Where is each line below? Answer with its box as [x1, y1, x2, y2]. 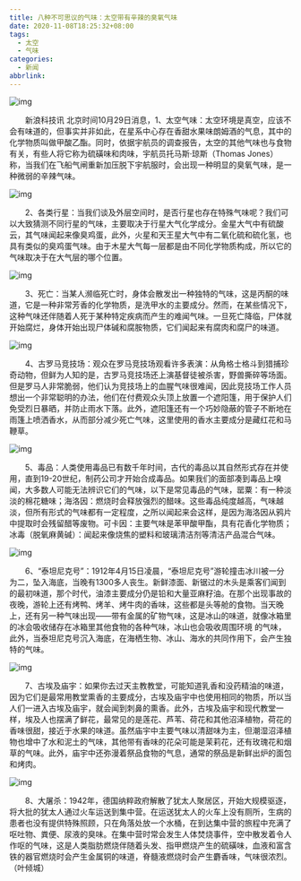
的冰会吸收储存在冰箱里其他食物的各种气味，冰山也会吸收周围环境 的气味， [9, 621, 287, 632]
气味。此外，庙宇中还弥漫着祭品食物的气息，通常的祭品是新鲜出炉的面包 [24, 747, 292, 758]
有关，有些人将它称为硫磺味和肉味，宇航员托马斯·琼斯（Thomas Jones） [9, 148, 279, 159]
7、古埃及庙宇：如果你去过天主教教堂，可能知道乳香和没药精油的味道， [24, 680, 288, 691]
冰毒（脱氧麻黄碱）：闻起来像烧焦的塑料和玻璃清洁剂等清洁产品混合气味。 [9, 529, 280, 540]
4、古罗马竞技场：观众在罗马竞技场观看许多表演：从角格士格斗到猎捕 [24, 358, 282, 368]
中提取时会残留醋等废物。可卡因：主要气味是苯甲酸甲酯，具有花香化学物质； [9, 517, 292, 529]
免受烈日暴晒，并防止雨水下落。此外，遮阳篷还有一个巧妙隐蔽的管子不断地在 [9, 402, 292, 413]
